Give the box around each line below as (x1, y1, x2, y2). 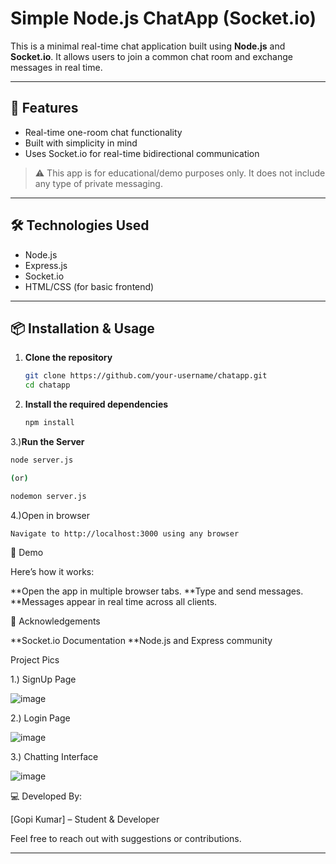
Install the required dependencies (24, 398, 169, 411)
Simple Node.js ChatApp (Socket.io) (10, 7, 317, 30)
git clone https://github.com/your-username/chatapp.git (24, 371, 268, 381)
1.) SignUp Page (10, 673, 77, 685)
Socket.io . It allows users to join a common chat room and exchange (10, 50, 293, 62)
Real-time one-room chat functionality (24, 126, 183, 138)
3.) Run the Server (10, 436, 85, 447)
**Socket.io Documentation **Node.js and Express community (10, 634, 273, 646)
